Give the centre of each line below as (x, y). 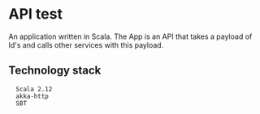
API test (36, 14)
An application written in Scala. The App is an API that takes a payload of (130, 36)
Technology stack (55, 71)
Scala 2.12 (34, 89)
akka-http (32, 96)
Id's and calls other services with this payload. (86, 44)
